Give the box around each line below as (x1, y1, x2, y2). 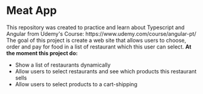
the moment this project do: (6, 49, 78, 56)
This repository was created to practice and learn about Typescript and (6, 24, 185, 31)
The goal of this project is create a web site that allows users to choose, (6, 36, 187, 44)
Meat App (6, 4, 57, 18)
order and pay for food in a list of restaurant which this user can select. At (6, 43, 191, 50)
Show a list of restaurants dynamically (15, 61, 111, 69)
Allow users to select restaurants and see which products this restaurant (15, 67, 197, 75)
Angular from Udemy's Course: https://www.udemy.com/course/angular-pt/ (6, 30, 196, 37)
